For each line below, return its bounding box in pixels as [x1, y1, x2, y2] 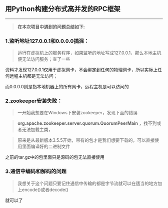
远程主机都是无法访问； [9, 73, 58, 79]
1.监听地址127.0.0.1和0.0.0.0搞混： [5, 37, 89, 44]
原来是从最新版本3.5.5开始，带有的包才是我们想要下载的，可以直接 [17, 137, 155, 143]
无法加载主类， [21, 127, 53, 133]
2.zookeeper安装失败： [5, 97, 62, 104]
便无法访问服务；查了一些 [17, 56, 70, 62]
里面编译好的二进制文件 [21, 143, 70, 149]
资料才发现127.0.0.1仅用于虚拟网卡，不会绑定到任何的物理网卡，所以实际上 [5, 67, 158, 73]
